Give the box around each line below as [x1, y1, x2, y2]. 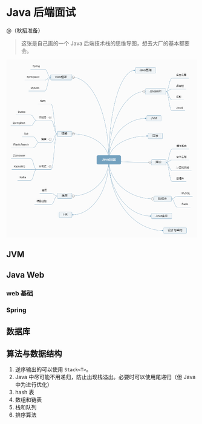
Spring [6, 306, 27, 314]
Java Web [6, 270, 45, 280]
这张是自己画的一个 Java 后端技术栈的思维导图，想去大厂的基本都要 [21, 39, 190, 47]
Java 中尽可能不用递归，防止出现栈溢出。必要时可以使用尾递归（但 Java [15, 374, 196, 381]
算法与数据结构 [6, 348, 62, 358]
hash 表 [15, 389, 34, 396]
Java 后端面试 [6, 5, 76, 19]
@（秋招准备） [6, 27, 44, 34]
